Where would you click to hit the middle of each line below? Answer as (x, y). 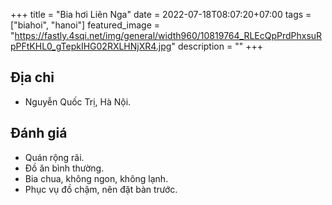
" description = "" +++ (217, 46)
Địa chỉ (32, 77)
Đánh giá (39, 133)
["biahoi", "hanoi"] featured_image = (85, 25)
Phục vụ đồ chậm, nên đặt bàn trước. (101, 189)
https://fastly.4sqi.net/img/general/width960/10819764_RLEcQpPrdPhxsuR (168, 35)
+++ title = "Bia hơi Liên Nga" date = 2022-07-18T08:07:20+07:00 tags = (161, 14)
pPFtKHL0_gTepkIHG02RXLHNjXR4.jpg (91, 46)
